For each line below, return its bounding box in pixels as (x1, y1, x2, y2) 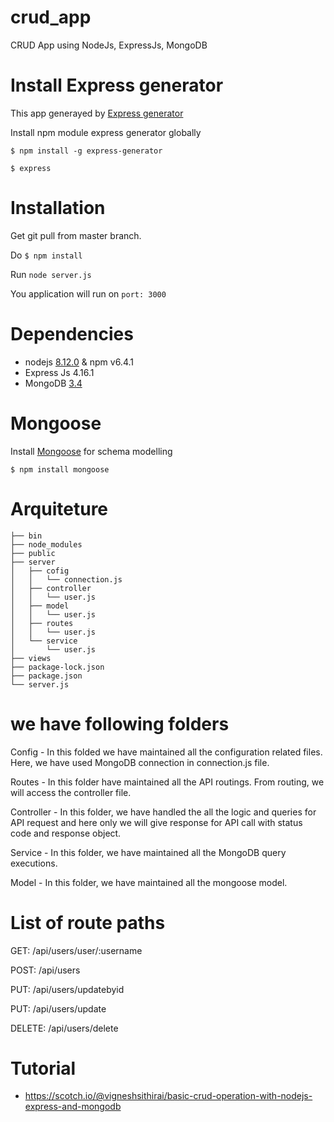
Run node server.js (10, 268, 92, 280)
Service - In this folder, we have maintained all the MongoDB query (10, 846, 287, 858)
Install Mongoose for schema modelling (10, 445, 173, 457)
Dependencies (10, 323, 134, 345)
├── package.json (10, 671, 83, 681)
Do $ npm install (10, 249, 83, 261)
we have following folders (10, 712, 230, 735)
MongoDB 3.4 (24, 377, 83, 389)
